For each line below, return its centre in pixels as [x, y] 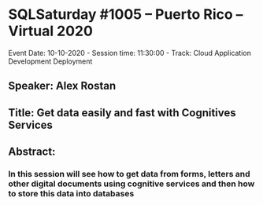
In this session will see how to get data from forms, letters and [129, 174]
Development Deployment [50, 61]
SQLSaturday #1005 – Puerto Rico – [126, 15]
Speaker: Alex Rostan [62, 86]
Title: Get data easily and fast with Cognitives [122, 113]
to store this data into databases [71, 194]
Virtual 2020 [50, 31]
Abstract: [32, 152]
